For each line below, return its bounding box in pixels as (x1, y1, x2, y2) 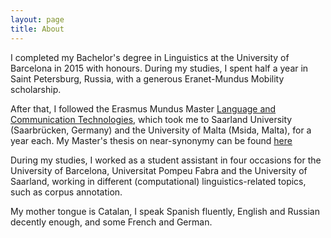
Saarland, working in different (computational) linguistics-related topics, (10, 175, 307, 187)
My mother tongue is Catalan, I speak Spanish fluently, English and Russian (10, 205, 320, 217)
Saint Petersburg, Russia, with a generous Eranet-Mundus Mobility (10, 72, 285, 85)
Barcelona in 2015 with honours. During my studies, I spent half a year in (10, 62, 309, 74)
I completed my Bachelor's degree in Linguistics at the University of (10, 51, 290, 63)
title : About (10, 24, 65, 34)
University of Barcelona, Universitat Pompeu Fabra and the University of (10, 164, 308, 176)
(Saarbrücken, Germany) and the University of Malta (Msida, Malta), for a (10, 124, 312, 136)
